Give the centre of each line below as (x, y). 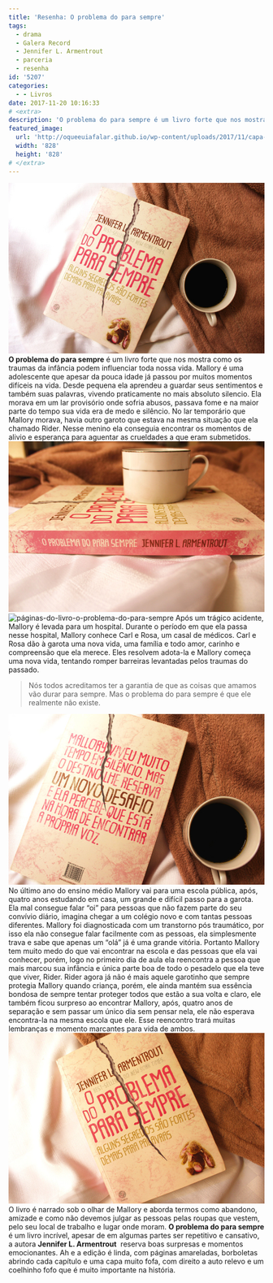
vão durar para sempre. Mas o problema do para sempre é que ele (140, 694)
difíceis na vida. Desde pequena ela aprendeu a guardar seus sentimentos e (136, 385)
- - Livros (34, 94)
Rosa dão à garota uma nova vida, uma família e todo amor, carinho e (124, 644)
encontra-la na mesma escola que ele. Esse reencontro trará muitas (122, 1020)
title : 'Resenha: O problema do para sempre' (87, 17)
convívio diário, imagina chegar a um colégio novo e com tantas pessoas (130, 916)
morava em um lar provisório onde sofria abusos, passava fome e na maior (134, 402)
